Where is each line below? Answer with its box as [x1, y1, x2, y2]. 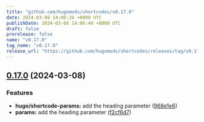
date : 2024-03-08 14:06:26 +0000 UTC [6, 14, 102, 21]
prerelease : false [6, 31, 53, 37]
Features [6, 89, 33, 97]
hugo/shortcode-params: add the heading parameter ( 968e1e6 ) [15, 102, 178, 109]
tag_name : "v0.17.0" [6, 43, 59, 49]
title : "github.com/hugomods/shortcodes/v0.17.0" [6, 8, 135, 15]
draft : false [6, 25, 39, 32]
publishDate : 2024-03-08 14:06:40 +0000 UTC [6, 20, 121, 26]
